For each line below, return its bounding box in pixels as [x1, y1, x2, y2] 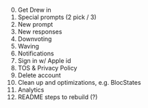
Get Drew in [17, 6, 52, 14]
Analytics [17, 85, 45, 94]
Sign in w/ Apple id [17, 57, 71, 64]
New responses [17, 27, 62, 36]
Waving [17, 42, 40, 50]
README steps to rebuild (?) [17, 93, 98, 101]
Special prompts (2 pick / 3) [17, 13, 97, 21]
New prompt [17, 21, 53, 28]
